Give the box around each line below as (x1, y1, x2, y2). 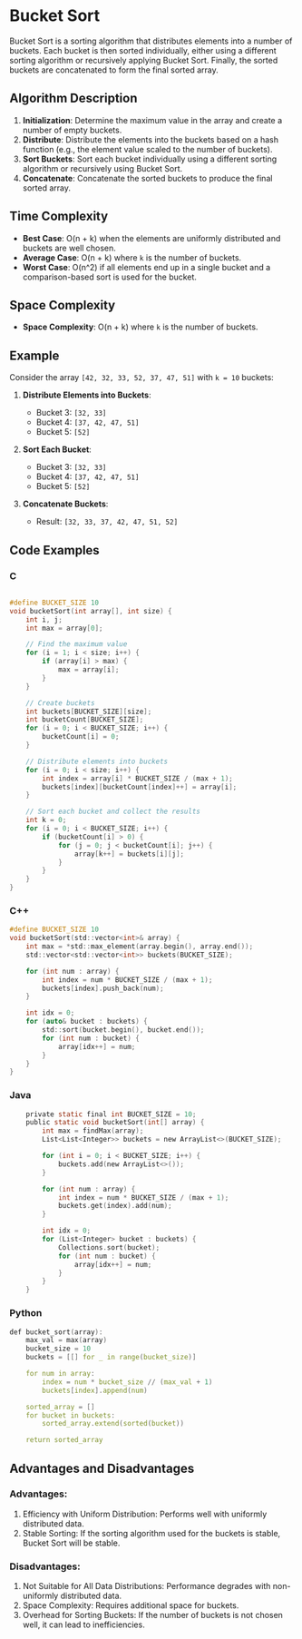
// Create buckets (25, 698, 95, 708)
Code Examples (9, 542, 100, 558)
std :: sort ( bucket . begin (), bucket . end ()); (42, 1026, 205, 1035)
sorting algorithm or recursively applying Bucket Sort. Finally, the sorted (9, 54, 278, 65)
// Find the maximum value (25, 640, 128, 649)
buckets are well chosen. (22, 242, 116, 253)
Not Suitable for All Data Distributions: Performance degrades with (22, 1581, 271, 1592)
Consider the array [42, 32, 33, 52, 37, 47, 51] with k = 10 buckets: (9, 372, 274, 383)
